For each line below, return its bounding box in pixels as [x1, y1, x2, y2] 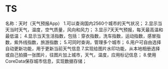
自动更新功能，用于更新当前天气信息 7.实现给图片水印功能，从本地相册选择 [5, 45, 160, 51]
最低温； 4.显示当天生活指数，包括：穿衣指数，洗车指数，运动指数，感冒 [5, 33, 156, 39]
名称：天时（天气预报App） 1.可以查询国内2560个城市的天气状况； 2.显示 [5, 20, 158, 26]
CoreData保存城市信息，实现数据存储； [5, 58, 87, 64]
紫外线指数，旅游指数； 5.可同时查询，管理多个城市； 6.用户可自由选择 [14, 39, 161, 45]
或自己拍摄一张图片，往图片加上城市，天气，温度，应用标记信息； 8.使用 [5, 51, 156, 58]
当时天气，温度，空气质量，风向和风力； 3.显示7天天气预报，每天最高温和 [9, 26, 163, 33]
